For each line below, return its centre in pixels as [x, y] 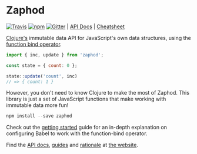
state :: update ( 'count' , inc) [42, 76]
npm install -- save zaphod [39, 116]
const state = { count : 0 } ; [42, 65]
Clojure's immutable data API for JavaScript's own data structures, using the [98, 38]
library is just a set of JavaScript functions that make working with [86, 99]
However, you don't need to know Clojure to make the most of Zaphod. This [98, 93]
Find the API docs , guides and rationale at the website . [72, 145]
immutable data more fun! [37, 105]
